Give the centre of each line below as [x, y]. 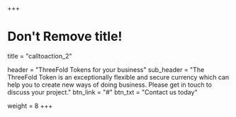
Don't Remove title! [65, 37]
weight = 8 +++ [30, 106]
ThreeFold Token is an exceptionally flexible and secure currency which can [118, 77]
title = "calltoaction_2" [40, 56]
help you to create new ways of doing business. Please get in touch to [110, 85]
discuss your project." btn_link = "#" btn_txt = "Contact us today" [102, 92]
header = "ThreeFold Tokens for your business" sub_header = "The [106, 69]
